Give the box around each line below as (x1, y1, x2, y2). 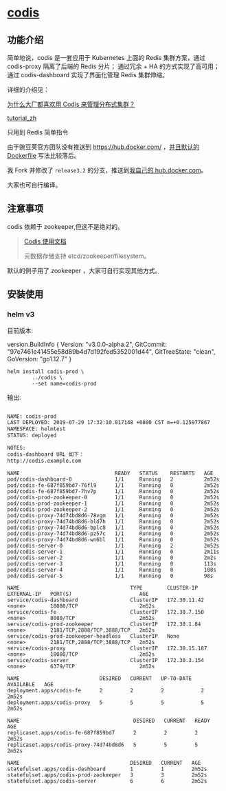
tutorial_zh (7, 114, 37, 122)
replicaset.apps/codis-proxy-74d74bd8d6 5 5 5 (7, 741, 198, 748)
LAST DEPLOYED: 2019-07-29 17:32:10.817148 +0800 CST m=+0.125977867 (7, 419, 211, 426)
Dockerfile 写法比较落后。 (7, 152, 80, 159)
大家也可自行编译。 (7, 181, 62, 189)
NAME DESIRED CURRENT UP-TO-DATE (7, 674, 192, 682)
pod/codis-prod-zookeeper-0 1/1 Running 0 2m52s (7, 494, 220, 501)
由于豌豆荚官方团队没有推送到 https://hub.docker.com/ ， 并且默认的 (7, 143, 200, 151)
